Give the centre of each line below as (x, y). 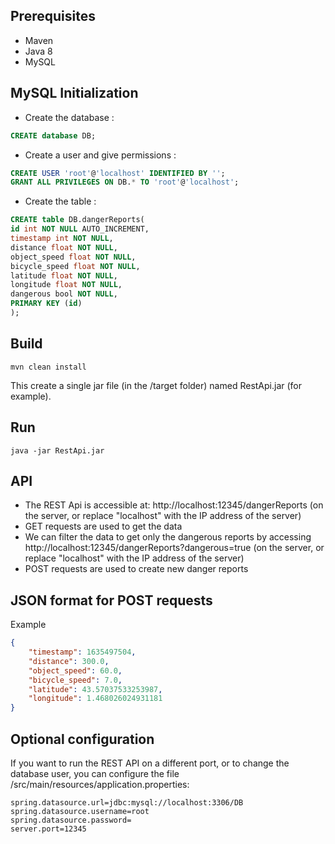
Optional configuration (82, 739)
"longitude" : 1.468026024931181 (95, 699)
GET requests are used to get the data (103, 526)
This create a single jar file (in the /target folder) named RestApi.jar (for (156, 385)
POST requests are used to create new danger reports (136, 569)
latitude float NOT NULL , (64, 275)
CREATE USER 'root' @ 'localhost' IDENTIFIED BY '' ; (118, 173)
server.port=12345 (48, 829)
